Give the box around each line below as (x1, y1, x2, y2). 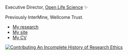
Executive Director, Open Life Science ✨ (5, 4, 88, 10)
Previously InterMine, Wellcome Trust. (5, 14, 83, 20)
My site (12, 29, 28, 35)
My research (12, 24, 39, 29)
